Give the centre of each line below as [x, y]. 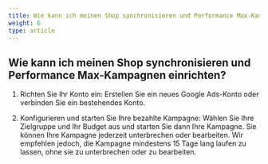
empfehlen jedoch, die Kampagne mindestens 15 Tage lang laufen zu [133, 143]
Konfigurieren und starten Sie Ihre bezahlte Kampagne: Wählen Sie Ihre [137, 118]
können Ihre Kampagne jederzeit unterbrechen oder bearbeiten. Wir [131, 135]
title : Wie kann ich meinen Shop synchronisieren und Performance [121, 16]
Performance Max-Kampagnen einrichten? [117, 75]
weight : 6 [25, 23]
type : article [32, 30]
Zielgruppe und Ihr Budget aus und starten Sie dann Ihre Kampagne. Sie [138, 127]
